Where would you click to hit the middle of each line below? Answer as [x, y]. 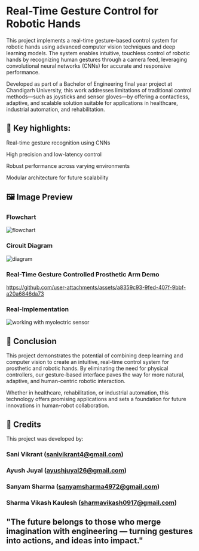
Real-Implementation [38, 309]
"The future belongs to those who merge [84, 522]
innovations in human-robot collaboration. [58, 405]
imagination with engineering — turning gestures [99, 532]
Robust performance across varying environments [68, 165]
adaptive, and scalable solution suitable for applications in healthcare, [92, 103]
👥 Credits [24, 424]
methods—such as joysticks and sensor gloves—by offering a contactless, [98, 97]
